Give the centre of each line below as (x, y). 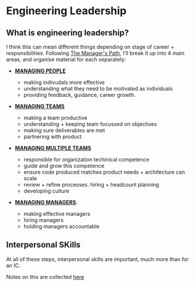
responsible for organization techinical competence (87, 160)
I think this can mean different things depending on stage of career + (90, 47)
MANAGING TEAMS (40, 106)
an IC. (13, 265)
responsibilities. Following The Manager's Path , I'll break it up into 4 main (95, 53)
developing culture (47, 191)
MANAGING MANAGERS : (46, 202)
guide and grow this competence (64, 166)
